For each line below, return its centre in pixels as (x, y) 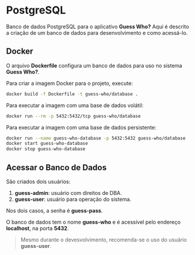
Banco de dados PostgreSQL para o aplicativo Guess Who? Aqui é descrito (98, 27)
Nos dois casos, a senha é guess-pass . (54, 210)
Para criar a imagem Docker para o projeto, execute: (70, 83)
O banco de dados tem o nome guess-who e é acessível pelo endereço (93, 222)
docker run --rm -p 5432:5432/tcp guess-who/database (74, 116)
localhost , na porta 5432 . (37, 228)
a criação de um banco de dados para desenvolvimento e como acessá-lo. (97, 32)
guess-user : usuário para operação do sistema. (73, 199)
